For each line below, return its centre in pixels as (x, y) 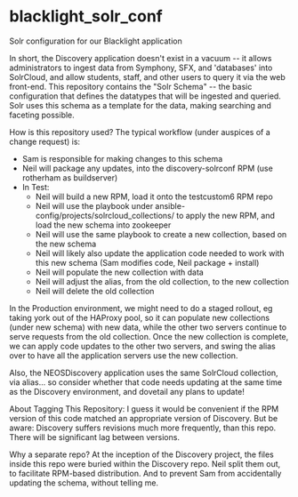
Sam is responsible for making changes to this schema (122, 158)
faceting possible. (42, 115)
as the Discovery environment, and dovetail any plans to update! (127, 391)
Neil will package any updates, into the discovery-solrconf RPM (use (147, 168)
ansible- (170, 205)
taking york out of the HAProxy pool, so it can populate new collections (139, 317)
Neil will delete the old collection (95, 291)
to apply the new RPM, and (226, 215)
